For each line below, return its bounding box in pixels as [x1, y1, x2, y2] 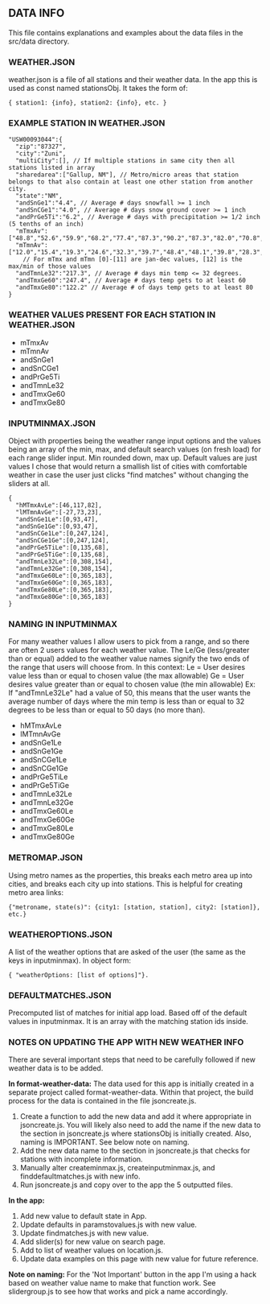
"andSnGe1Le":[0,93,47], [15, 515, 99, 523]
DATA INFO [8, 6, 65, 20]
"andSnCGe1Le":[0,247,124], [15, 530, 110, 538]
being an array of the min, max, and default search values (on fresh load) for [8, 444, 261, 454]
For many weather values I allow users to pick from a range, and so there [8, 637, 250, 646]
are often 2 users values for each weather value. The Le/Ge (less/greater [8, 646, 250, 655]
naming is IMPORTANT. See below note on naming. [19, 1137, 190, 1147]
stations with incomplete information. [19, 1154, 143, 1164]
